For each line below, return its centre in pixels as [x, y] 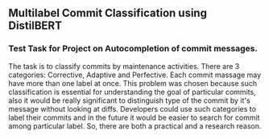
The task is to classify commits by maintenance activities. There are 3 [124, 66]
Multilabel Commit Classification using [108, 13]
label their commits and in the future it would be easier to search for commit [134, 117]
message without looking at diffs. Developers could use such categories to [132, 108]
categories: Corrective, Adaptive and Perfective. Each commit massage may [135, 75]
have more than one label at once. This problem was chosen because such [133, 83]
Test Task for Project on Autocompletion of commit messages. [133, 49]
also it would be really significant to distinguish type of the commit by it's [130, 100]
